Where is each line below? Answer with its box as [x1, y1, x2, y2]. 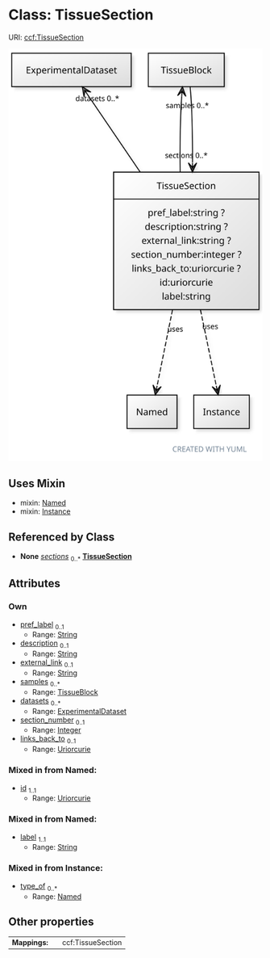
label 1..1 [19, 832, 47, 843]
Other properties [8, 914, 94, 928]
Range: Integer [31, 725, 82, 735]
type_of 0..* [19, 880, 58, 893]
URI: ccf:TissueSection [8, 32, 85, 42]
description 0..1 [19, 638, 69, 650]
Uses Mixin [8, 477, 66, 490]
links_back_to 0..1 [19, 733, 77, 746]
